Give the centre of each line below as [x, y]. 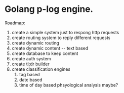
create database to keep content [45, 53]
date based [31, 80]
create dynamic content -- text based [50, 48]
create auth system [31, 58]
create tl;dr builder [31, 64]
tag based [29, 74]
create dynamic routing [36, 43]
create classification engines [41, 69]
